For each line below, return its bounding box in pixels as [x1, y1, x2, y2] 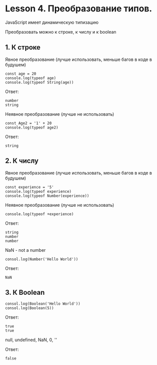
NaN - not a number [5, 247, 46, 253]
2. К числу [5, 157, 39, 165]
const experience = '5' [5, 184, 54, 189]
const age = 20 [5, 71, 37, 76]
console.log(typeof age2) [5, 125, 58, 130]
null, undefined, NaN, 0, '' [5, 337, 57, 343]
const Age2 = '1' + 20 [5, 121, 52, 126]
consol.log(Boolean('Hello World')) [5, 301, 80, 307]
